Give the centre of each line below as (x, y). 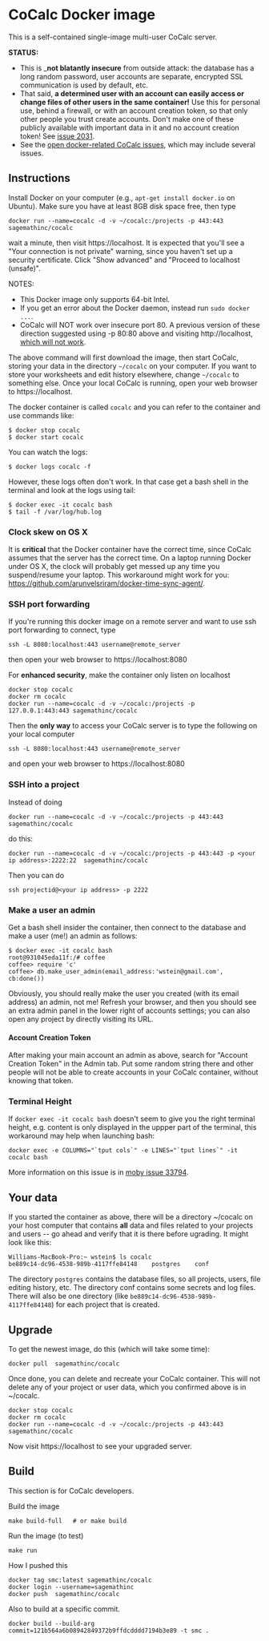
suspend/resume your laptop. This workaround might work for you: (119, 575)
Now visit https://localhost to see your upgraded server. (100, 1446)
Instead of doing (35, 802)
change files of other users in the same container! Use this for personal (140, 102)
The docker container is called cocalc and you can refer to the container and (134, 407)
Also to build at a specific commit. (64, 1609)
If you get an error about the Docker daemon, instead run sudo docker (135, 308)
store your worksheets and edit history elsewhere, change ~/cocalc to (124, 374)
